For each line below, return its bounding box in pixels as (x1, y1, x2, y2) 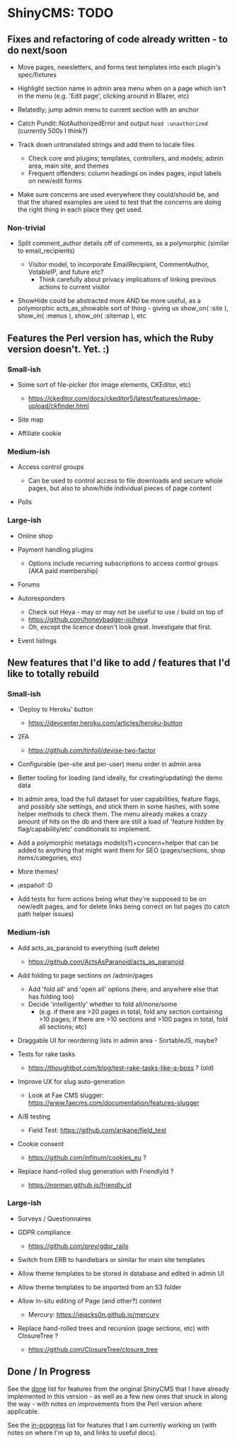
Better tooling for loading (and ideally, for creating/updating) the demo (17, 773, 223, 782)
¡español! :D (17, 881, 53, 889)
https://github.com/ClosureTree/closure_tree (28, 1345, 158, 1353)
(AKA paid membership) (28, 566, 99, 574)
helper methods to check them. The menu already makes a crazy (17, 810, 207, 819)
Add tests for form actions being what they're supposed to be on (17, 895, 207, 903)
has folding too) (28, 992, 74, 1000)
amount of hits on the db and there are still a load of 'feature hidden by (17, 817, 224, 826)
